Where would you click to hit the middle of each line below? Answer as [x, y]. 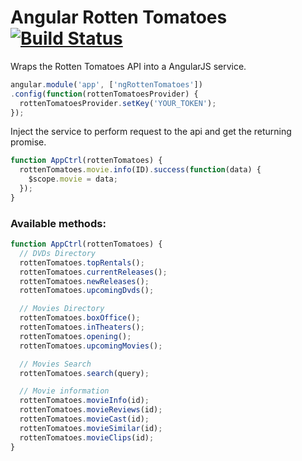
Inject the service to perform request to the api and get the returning [151, 132]
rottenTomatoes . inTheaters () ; [82, 327]
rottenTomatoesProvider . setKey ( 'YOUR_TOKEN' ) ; [118, 103]
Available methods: [58, 223]
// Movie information [64, 391]
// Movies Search [55, 364]
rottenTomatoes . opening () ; [75, 336]
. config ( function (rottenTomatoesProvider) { [104, 94]
